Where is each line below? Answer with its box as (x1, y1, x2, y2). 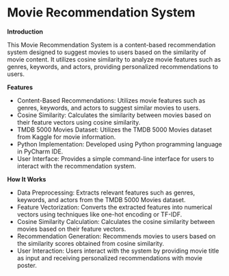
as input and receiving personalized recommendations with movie (16, 253, 203, 262)
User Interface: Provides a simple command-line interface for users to (16, 154, 214, 162)
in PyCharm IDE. (16, 147, 64, 155)
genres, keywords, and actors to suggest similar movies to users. (16, 103, 201, 112)
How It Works (7, 175, 46, 183)
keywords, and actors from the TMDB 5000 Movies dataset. (16, 195, 186, 203)
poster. (16, 261, 38, 269)
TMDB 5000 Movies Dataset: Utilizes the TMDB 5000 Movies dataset (16, 125, 212, 134)
